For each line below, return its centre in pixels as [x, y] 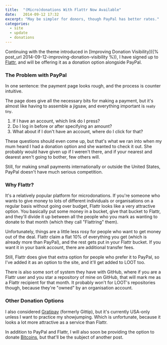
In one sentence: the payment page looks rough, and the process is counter [83, 86]
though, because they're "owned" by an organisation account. [69, 288]
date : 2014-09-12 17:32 [32, 14]
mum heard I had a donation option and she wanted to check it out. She [79, 147]
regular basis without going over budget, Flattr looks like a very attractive [80, 206]
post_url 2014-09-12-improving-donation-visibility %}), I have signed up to [82, 57]
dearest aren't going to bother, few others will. [53, 157]
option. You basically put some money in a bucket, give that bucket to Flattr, [83, 211]
